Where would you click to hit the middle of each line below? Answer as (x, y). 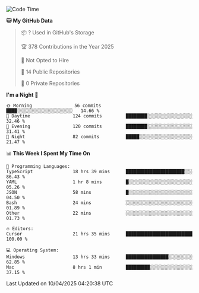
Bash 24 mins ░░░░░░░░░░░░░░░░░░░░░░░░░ (99, 203)
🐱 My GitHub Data (30, 20)
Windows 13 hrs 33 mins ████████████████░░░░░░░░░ (99, 257)
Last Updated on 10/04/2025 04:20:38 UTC (60, 284)
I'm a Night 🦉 (22, 95)
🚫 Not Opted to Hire (45, 60)
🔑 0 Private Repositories (50, 83)
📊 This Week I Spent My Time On (48, 153)
